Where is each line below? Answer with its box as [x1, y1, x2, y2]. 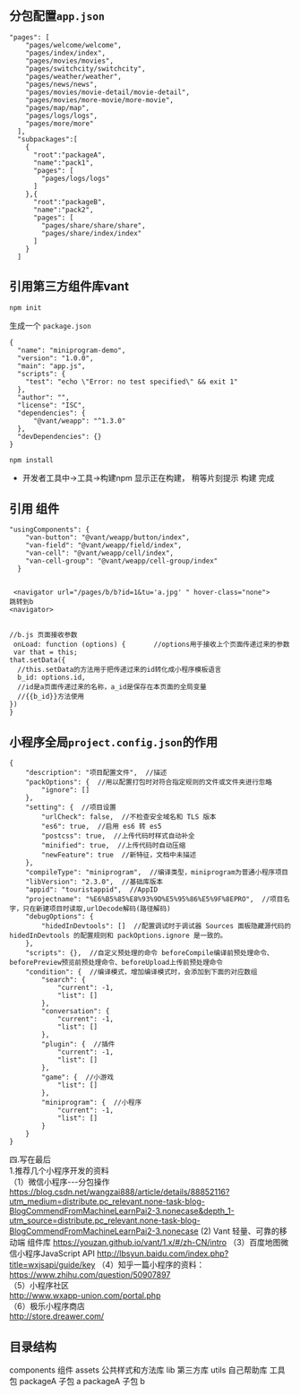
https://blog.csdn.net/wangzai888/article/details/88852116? [9, 1186, 230, 1198]
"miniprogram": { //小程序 [41, 1098, 142, 1107]
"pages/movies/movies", [25, 56, 115, 65]
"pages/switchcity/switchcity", [25, 64, 146, 73]
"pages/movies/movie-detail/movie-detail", [25, 88, 191, 97]
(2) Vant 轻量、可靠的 [200, 1226, 279, 1236]
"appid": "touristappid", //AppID [25, 885, 159, 894]
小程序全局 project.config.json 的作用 [9, 734, 219, 750]
